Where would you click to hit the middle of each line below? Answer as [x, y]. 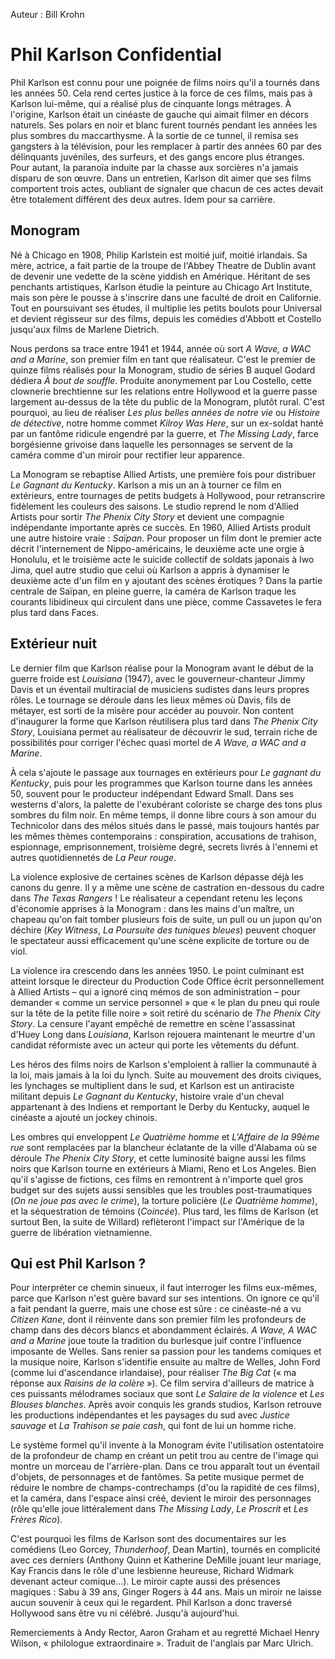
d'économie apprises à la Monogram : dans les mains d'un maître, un [152, 908]
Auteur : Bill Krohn [47, 14]
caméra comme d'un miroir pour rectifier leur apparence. [127, 455]
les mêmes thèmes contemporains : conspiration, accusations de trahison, [163, 836]
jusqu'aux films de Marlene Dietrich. [85, 329]
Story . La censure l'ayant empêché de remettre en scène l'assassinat [153, 1023]
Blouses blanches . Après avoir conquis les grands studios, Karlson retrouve [166, 1405]
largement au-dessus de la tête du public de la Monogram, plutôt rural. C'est [167, 401]
